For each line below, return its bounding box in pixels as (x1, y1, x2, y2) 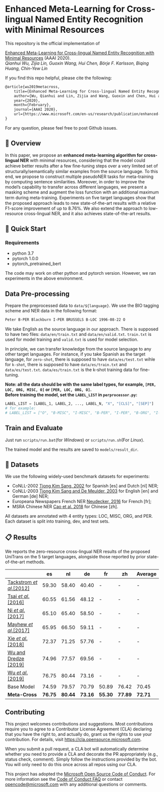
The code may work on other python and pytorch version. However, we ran (5, 270, 156, 276)
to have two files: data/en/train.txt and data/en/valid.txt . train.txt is (5, 331, 152, 337)
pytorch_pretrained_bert (12, 261, 61, 267)
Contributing (5, 708, 45, 716)
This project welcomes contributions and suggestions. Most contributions (5, 721, 153, 726)
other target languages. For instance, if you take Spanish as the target (5, 351, 145, 357)
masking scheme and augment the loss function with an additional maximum (5, 189, 159, 195)
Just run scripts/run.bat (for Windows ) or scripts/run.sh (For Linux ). (5, 437, 144, 443)
